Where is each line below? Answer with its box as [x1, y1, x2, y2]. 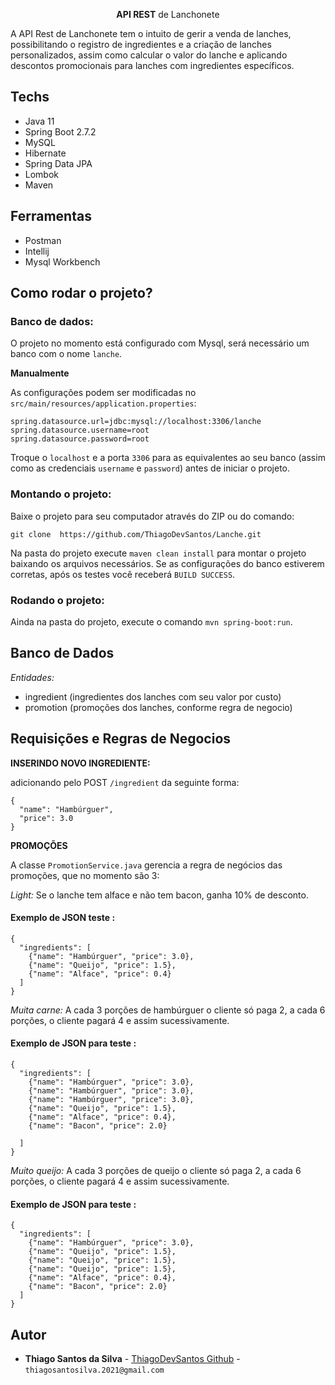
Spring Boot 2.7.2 [24, 125, 97, 138]
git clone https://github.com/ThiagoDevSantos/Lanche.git [10, 529, 262, 539]
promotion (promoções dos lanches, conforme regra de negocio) [24, 701, 293, 713]
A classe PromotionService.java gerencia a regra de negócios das [10, 859, 283, 871]
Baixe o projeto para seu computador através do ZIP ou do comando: [10, 510, 295, 522]
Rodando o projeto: [10, 593, 105, 607]
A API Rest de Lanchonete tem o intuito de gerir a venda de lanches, [10, 28, 292, 39]
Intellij [24, 245, 50, 257]
